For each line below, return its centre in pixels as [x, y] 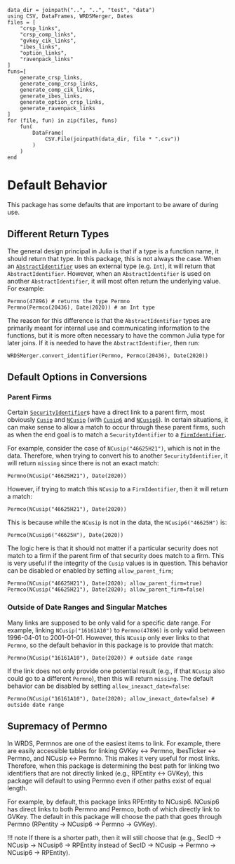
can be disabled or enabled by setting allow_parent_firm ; [90, 571]
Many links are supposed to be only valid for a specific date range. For [109, 623]
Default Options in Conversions [77, 377]
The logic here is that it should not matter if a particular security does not [113, 548]
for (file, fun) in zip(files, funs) [62, 121]
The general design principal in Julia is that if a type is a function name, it [113, 251]
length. [18, 788]
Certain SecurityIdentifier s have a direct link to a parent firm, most [106, 412]
